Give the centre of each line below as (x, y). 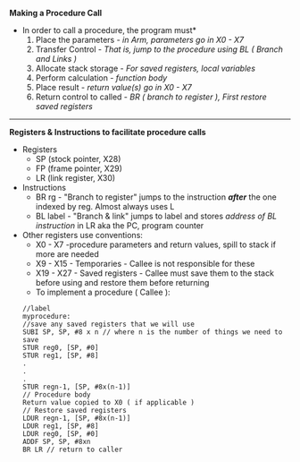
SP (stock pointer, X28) (78, 159)
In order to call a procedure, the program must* (109, 30)
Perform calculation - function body (101, 78)
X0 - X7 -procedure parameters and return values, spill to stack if (156, 244)
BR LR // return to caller (72, 449)
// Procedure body (56, 395)
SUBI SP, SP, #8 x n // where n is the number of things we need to (152, 332)
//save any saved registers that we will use (108, 324)
